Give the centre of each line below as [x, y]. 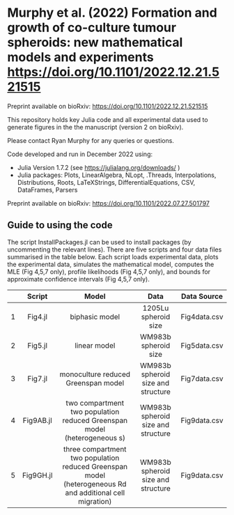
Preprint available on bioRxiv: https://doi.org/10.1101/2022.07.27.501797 [109, 203]
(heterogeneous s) [95, 438]
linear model [95, 345]
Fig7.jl [37, 378]
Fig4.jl [37, 316]
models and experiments [81, 57]
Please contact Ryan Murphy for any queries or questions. [91, 140]
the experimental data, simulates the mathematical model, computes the [111, 264]
